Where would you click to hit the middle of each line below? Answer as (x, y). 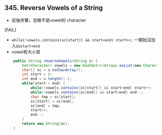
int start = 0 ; (37, 74)
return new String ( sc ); (46, 124)
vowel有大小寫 (26, 52)
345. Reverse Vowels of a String (54, 8)
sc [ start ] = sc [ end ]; (52, 101)
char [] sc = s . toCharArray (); (52, 70)
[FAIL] (10, 30)
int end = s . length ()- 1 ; (47, 79)
